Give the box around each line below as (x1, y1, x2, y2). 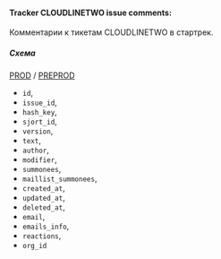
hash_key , (21, 107, 58, 117)
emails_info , (21, 220, 70, 232)
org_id (21, 242, 47, 251)
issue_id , (21, 97, 58, 108)
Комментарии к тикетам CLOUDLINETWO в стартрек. (9, 27, 214, 38)
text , (21, 135, 42, 146)
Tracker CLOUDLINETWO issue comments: (9, 7, 173, 18)
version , (21, 125, 54, 136)
